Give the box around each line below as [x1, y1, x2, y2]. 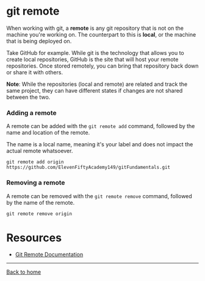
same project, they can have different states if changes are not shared [6, 87, 183, 94]
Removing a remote [6, 179, 65, 187]
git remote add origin [6, 159, 64, 165]
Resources [6, 230, 62, 244]
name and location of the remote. [6, 129, 90, 137]
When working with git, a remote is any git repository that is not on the [6, 24, 184, 32]
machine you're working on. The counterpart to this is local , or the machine [6, 30, 196, 38]
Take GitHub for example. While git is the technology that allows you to [6, 49, 184, 56]
